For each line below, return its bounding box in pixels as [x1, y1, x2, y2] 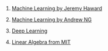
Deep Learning [11, 27, 48, 34]
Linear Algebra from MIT [11, 39, 71, 45]
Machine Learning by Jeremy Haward [11, 5, 102, 12]
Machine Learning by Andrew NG [11, 16, 92, 23]
